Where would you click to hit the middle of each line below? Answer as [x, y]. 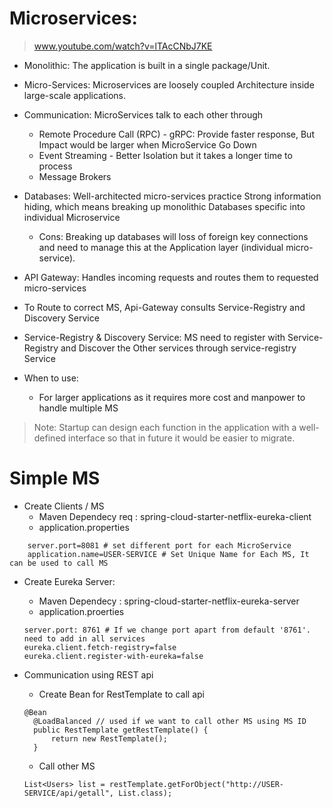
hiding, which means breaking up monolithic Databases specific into [164, 206]
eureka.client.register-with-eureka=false [113, 656]
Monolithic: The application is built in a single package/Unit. [147, 65]
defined [50, 438]
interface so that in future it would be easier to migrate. [182, 438]
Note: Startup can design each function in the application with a [165, 427]
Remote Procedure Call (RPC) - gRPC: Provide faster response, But [176, 134]
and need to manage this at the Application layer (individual [161, 247]
